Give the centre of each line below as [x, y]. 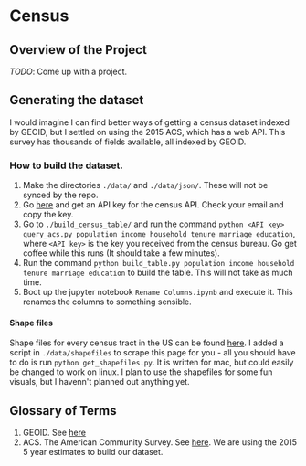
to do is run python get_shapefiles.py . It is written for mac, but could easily [152, 363]
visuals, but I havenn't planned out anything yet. [100, 382]
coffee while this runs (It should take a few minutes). [121, 253]
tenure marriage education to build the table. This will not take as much [158, 273]
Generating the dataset [77, 100]
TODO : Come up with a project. [69, 71]
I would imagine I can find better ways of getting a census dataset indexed [150, 122]
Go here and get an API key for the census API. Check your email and [153, 205]
